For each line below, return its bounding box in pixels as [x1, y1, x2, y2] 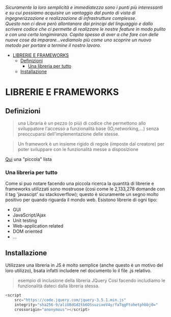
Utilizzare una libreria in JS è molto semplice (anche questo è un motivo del [5, 262, 164, 269]
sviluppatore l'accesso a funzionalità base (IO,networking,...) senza [17, 126, 159, 132]
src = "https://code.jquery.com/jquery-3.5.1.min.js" [14, 297, 126, 303]
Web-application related [12, 223, 64, 229]
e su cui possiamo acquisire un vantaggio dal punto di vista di [5, 10, 136, 16]
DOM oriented [12, 228, 42, 234]
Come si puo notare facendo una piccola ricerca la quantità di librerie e [5, 181, 154, 187]
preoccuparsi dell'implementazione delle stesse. [17, 131, 120, 137]
